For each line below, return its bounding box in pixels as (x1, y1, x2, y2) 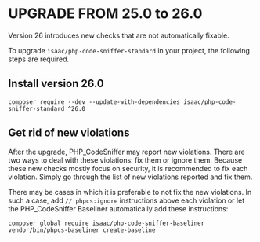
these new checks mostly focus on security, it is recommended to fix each (8, 163, 248, 173)
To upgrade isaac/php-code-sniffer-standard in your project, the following (8, 46, 251, 55)
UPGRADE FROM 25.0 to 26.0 (8, 5, 203, 23)
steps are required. (8, 54, 70, 64)
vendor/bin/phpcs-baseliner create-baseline (8, 225, 156, 234)
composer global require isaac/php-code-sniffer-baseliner (8, 219, 205, 227)
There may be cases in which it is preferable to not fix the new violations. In (8, 187, 252, 196)
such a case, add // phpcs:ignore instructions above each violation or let (8, 196, 245, 205)
